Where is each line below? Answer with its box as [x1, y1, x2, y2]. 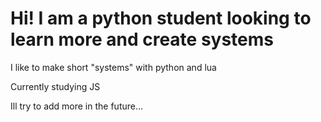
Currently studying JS [10, 80, 101, 92]
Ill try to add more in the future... [10, 100, 144, 112]
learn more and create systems [10, 28, 274, 51]
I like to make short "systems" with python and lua [10, 61, 217, 73]
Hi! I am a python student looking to [10, 7, 312, 30]
